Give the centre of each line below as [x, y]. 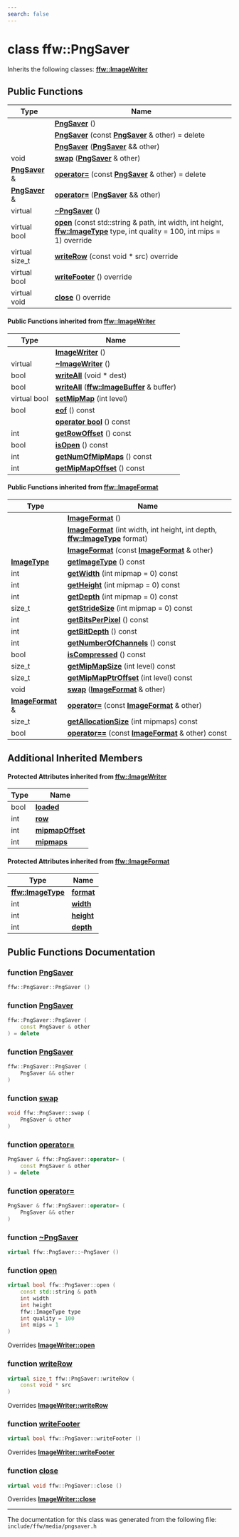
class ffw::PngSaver [69, 49]
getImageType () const [106, 562]
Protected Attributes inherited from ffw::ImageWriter [87, 776]
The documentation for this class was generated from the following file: [112, 1520]
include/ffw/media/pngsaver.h [52, 1527]
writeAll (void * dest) [91, 375]
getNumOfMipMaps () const [103, 456]
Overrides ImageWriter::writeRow [58, 1406]
